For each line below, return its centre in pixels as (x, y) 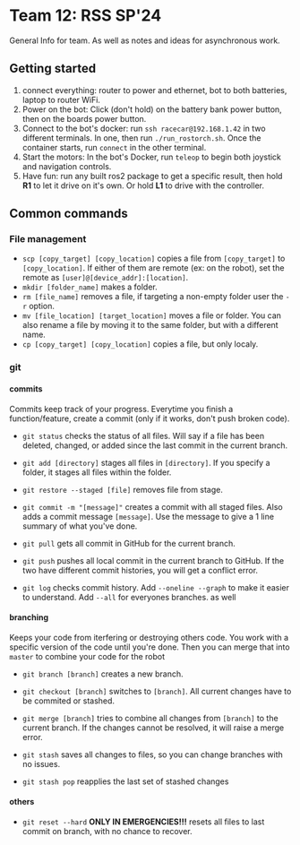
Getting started (53, 69)
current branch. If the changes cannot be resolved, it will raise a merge (153, 728)
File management (48, 239)
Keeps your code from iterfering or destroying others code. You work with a (149, 637)
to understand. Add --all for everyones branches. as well (129, 597)
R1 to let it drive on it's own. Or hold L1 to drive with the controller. (143, 185)
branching (29, 617)
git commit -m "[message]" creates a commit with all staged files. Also (153, 506)
